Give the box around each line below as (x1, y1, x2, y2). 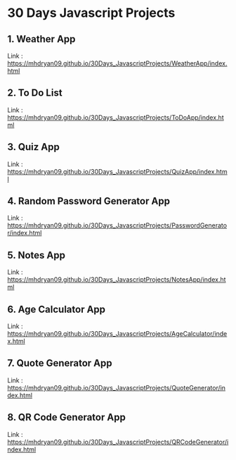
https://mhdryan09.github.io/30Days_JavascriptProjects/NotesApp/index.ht (7, 275, 226, 284)
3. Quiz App (7, 141, 60, 153)
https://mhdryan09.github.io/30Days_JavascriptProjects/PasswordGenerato (7, 221, 227, 230)
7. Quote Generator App (7, 357, 112, 369)
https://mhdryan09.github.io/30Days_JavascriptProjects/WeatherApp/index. (7, 59, 228, 68)
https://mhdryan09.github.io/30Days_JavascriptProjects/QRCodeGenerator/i (7, 437, 229, 446)
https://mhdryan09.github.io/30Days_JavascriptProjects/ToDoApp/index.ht (7, 113, 224, 121)
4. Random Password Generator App (7, 195, 171, 207)
